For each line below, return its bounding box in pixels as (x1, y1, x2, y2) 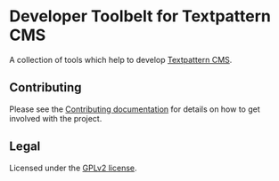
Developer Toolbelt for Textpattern (9, 6, 272, 27)
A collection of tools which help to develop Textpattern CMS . (9, 54, 233, 65)
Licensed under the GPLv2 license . (9, 162, 137, 173)
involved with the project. (9, 113, 103, 123)
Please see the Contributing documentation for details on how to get (9, 104, 260, 114)
